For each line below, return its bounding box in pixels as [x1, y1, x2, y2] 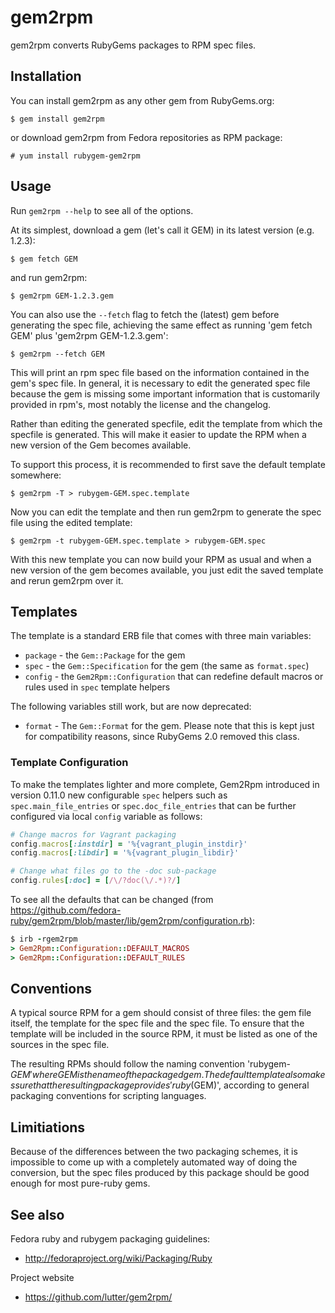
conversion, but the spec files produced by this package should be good [10, 1167, 310, 1179]
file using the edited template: [10, 516, 133, 528]
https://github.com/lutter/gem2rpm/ [24, 1291, 173, 1303]
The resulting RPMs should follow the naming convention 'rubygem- [10, 1058, 291, 1070]
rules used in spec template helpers [24, 681, 171, 693]
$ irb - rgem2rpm [10, 934, 78, 945]
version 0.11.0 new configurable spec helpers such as [10, 789, 228, 801]
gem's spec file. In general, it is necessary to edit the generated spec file [10, 377, 311, 389]
